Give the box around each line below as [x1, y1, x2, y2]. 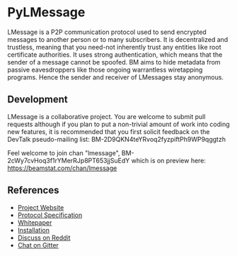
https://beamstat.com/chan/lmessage [7, 164, 117, 172]
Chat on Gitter [17, 240, 59, 249]
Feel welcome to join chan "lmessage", [7, 148, 120, 157]
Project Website [17, 203, 64, 211]
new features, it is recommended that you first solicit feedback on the [7, 127, 210, 135]
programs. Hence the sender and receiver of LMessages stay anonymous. [7, 72, 224, 82]
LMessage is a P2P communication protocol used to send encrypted [7, 28, 207, 36]
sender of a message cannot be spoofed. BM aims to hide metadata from [7, 57, 221, 66]
